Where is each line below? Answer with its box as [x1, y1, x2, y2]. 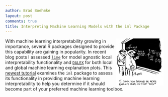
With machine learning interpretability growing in [5, 38, 107, 44]
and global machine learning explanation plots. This [5, 65, 112, 71]
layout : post [5, 13, 33, 18]
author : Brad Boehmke [5, 8, 51, 13]
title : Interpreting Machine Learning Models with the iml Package [5, 24, 150, 29]
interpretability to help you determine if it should [5, 80, 105, 87]
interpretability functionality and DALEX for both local [5, 59, 113, 65]
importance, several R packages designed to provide [5, 43, 115, 49]
